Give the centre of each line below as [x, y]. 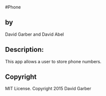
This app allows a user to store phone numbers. [53, 61]
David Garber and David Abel [35, 34]
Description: [25, 50]
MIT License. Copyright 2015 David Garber [48, 89]
